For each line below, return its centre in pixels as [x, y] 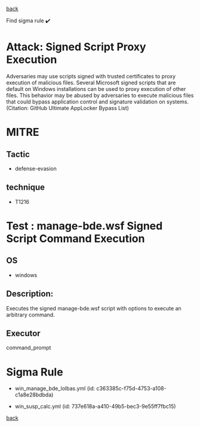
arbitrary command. [30, 315]
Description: [30, 294]
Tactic [18, 154]
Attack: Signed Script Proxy [76, 47]
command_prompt [29, 348]
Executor [23, 333]
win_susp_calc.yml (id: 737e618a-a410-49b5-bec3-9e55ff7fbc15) [95, 407]
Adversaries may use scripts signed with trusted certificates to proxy [91, 76]
